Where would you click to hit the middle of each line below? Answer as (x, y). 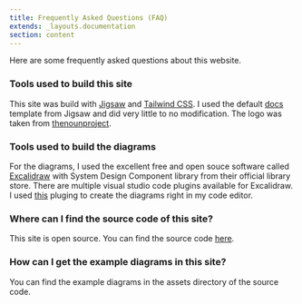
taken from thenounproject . (60, 123)
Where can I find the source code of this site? (111, 219)
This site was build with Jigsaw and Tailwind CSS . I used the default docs (146, 103)
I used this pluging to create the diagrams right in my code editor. (132, 195)
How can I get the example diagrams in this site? (118, 262)
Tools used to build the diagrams (83, 146)
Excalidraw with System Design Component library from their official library (150, 176)
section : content (42, 34)
